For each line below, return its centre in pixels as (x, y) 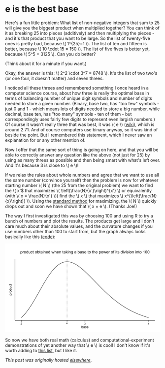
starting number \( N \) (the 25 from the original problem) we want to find (79, 185)
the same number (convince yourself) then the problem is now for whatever (82, 180)
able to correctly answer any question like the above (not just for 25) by (78, 155)
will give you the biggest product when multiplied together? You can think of (82, 28)
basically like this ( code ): (30, 237)
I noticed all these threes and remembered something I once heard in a (77, 88)
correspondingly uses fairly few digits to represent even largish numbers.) (80, 119)
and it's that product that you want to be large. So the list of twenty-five (78, 38)
